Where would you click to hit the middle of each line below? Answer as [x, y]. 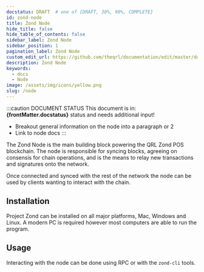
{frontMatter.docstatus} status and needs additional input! [80, 114]
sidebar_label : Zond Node [39, 40]
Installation [28, 201]
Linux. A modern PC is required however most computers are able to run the [102, 222]
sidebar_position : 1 [32, 46]
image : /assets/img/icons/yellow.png [54, 86]
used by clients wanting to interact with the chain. [68, 182]
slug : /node [21, 91]
